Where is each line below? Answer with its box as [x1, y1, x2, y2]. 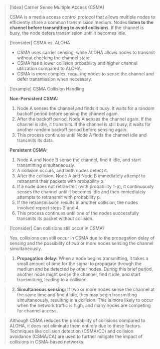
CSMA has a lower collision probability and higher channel [17, 60, 138, 66]
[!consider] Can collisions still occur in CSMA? [9, 225, 105, 231]
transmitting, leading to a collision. [17, 277, 88, 283]
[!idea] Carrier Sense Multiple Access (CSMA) [9, 5, 105, 10]
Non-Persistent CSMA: [9, 95, 59, 101]
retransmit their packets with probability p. [17, 178, 105, 184]
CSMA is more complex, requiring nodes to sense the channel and [17, 71, 154, 77]
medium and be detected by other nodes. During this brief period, [17, 266, 153, 272]
